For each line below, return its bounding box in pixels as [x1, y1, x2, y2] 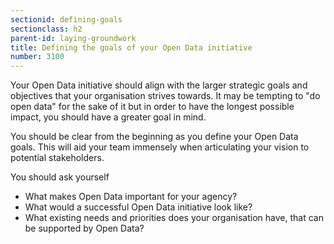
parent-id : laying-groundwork [10, 33, 137, 43]
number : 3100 [10, 52, 65, 62]
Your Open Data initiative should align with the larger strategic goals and [10, 79, 308, 91]
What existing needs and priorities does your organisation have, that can [24, 212, 324, 224]
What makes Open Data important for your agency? [24, 191, 238, 203]
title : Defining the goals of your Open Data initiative [10, 42, 253, 53]
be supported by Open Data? [24, 222, 145, 235]
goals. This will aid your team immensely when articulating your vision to [10, 141, 310, 153]
